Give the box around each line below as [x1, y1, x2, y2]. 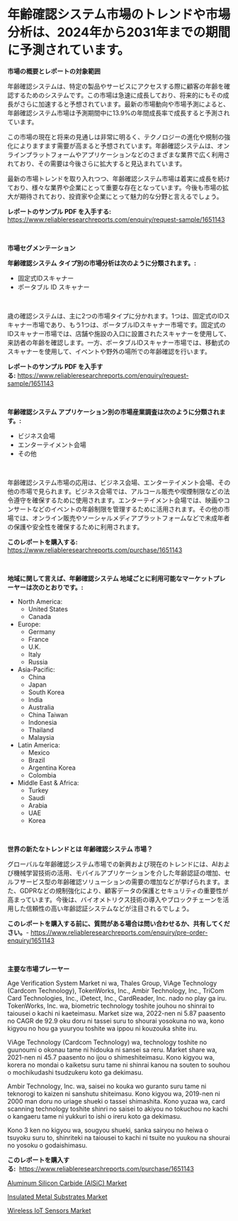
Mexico [28, 748, 50, 757]
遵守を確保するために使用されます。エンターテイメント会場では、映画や [13, 495, 225, 505]
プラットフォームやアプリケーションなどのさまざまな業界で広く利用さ [25, 150, 230, 158]
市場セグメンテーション [7, 243, 76, 252]
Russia [28, 657, 48, 666]
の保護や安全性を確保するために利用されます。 [7, 522, 144, 531]
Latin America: [17, 741, 60, 749]
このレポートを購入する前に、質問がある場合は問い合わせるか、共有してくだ [7, 919, 230, 927]
